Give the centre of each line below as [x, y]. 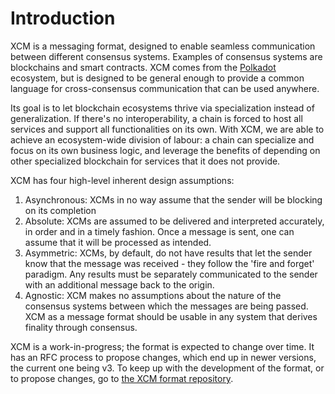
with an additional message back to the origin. [119, 284]
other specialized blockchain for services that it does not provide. [145, 161]
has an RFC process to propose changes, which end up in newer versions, [163, 357]
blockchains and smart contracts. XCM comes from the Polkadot [143, 67]
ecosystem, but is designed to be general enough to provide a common [157, 78]
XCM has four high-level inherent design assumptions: [122, 180]
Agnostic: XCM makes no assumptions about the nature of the [153, 295]
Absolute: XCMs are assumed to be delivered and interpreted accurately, [174, 221]
